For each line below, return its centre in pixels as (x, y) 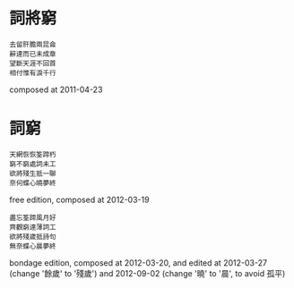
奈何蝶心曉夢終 (33, 183)
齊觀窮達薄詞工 (33, 227)
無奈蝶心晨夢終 (33, 246)
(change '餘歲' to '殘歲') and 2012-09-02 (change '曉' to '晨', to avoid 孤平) (147, 273)
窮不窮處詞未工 (33, 164)
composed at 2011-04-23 (56, 89)
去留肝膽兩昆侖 (33, 44)
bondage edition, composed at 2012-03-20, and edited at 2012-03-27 (138, 263)
